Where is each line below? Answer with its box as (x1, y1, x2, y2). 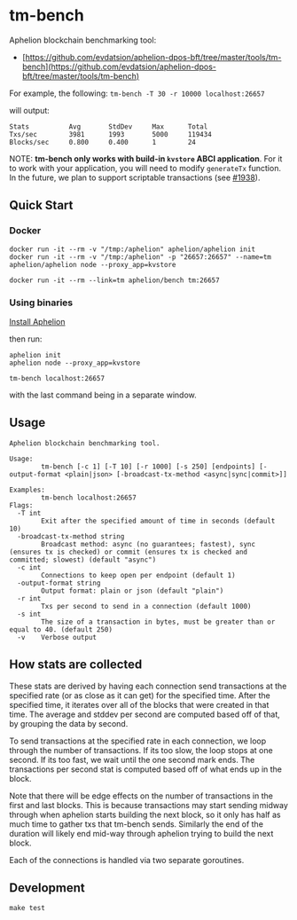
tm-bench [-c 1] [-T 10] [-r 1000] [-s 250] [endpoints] (41, 462, 255, 471)
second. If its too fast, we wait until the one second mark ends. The (9, 754, 255, 765)
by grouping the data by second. (9, 718, 129, 728)
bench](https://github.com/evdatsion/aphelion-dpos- (21, 61, 217, 72)
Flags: (9, 500, 34, 510)
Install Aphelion (9, 316, 66, 326)
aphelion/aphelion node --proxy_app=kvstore (9, 260, 176, 269)
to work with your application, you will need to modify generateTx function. (9, 162, 282, 173)
